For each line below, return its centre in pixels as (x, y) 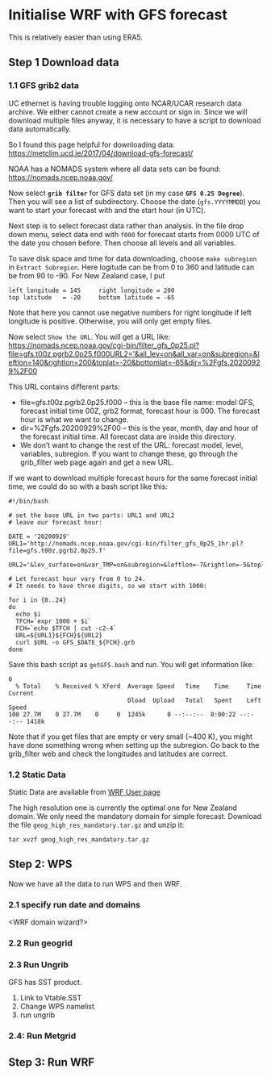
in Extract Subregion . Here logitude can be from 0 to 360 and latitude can (131, 267)
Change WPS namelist (57, 1007)
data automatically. (40, 129)
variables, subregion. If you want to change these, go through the (129, 453)
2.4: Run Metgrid (42, 1036)
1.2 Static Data (37, 774)
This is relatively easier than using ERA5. (76, 37)
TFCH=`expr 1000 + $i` (54, 621)
